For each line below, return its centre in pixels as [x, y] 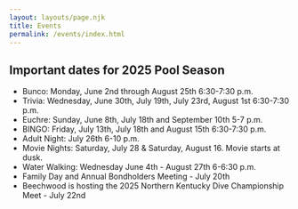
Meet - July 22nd [54, 196]
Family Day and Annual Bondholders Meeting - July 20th [126, 177]
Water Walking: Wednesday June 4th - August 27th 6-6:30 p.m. [139, 167]
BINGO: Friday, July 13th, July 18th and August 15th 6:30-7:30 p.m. [144, 129]
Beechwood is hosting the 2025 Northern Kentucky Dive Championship [153, 186]
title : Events [36, 26]
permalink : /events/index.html [67, 34]
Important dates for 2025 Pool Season [117, 70]
